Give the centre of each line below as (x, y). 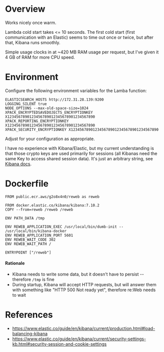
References (29, 315)
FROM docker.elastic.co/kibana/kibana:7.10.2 (52, 205)
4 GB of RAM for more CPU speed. (40, 57)
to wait (19, 295)
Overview (25, 9)
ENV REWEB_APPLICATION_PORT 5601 (39, 235)
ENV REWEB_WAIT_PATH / (28, 244)
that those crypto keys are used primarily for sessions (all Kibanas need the (81, 153)
